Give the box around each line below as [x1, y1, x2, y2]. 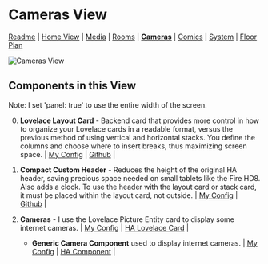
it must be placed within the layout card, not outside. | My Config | [19, 190, 238, 200]
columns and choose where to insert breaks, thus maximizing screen [19, 141, 247, 151]
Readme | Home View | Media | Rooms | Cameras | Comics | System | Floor [8, 32, 258, 41]
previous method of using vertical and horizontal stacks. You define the [19, 132, 256, 142]
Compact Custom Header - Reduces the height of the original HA [19, 165, 238, 175]
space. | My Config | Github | [19, 149, 116, 159]
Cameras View [8, 6, 108, 24]
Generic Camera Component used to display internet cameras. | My [31, 238, 258, 248]
